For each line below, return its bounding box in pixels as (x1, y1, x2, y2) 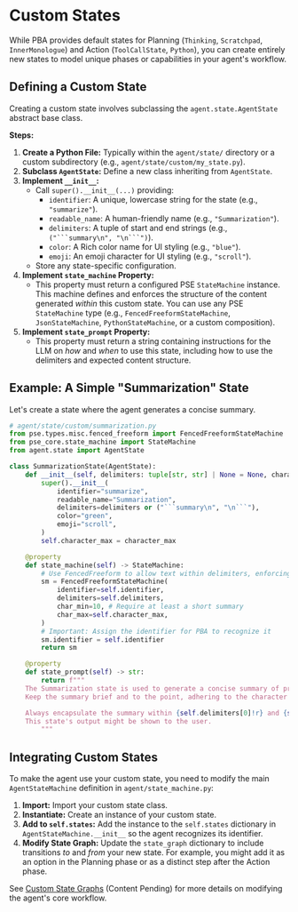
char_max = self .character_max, (56, 610, 169, 619)
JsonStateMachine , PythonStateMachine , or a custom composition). (35, 316, 276, 327)
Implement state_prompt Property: (21, 326, 151, 337)
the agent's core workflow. (9, 892, 107, 903)
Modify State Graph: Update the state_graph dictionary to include (21, 837, 264, 849)
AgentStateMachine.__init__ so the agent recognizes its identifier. (21, 828, 263, 839)
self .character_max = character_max (41, 536, 176, 545)
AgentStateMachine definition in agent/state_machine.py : (9, 783, 215, 794)
